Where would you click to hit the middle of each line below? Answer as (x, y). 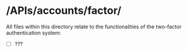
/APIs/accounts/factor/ (64, 11)
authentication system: (34, 32)
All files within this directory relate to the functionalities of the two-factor (94, 27)
